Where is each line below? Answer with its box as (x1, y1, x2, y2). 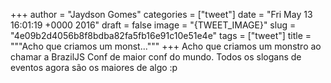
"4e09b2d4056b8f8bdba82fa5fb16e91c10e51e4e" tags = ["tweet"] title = (10, 30, 312, 41)
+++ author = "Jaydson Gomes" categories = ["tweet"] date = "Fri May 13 (10, 9, 313, 20)
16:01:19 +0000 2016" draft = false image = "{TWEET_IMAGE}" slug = (10, 19, 297, 31)
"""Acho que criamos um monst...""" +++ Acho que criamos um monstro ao (10, 40, 322, 52)
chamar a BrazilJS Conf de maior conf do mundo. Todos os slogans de (10, 51, 302, 63)
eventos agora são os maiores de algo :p (10, 62, 178, 73)
